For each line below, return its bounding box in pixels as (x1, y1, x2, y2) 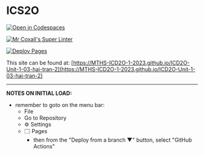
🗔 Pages (24, 127, 47, 134)
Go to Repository (24, 114, 67, 122)
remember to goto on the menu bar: (15, 101, 105, 108)
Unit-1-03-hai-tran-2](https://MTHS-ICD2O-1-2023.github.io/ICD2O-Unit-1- (6, 65, 195, 73)
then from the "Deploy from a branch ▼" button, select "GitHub (33, 136, 192, 143)
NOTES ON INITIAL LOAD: (6, 89, 72, 97)
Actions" (33, 142, 55, 150)
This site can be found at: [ (6, 59, 73, 66)
